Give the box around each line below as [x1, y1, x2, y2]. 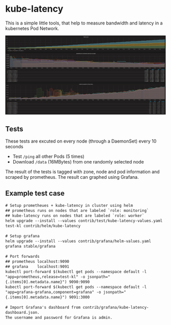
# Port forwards [5, 254, 40, 259]
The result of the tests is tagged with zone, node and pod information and [5, 169, 160, 175]
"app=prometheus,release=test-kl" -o [5, 275, 85, 280]
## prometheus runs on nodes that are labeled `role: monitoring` [5, 208, 149, 213]
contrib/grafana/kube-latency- [82, 305, 149, 310]
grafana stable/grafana [5, 244, 56, 249]
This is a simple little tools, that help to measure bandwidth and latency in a [5, 20, 163, 26]
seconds [5, 144, 24, 150]
